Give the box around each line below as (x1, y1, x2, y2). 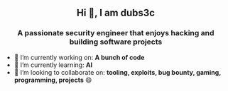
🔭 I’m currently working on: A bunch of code (13, 53, 145, 61)
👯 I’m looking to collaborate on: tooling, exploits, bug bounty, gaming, (13, 68, 222, 76)
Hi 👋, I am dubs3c (77, 7, 155, 19)
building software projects (69, 37, 163, 47)
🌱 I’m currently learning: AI (13, 61, 93, 69)
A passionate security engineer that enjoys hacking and (17, 28, 215, 38)
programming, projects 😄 (13, 75, 92, 84)
